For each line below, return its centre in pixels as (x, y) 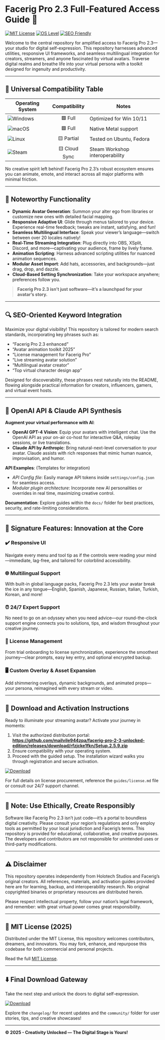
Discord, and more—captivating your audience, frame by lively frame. (82, 248)
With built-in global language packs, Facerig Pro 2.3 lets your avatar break (80, 584)
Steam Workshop (110, 149)
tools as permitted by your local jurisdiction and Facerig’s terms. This (75, 828)
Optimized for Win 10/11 (118, 119)
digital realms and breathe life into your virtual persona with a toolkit (74, 64)
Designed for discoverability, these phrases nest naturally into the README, (82, 380)
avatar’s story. (32, 294)
